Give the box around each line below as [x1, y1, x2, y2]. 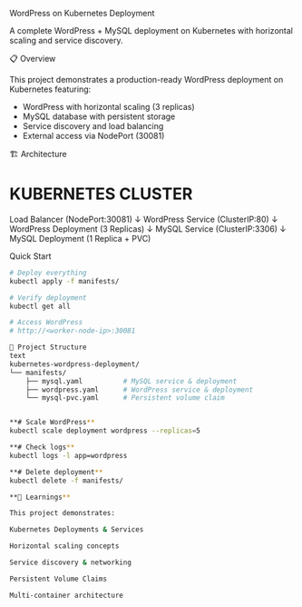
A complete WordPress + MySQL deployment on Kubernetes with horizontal [9, 25, 293, 35]
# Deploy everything [9, 268, 88, 277]
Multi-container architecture [9, 591, 124, 600]
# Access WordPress [9, 318, 83, 327]
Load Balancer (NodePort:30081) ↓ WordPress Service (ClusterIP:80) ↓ [9, 214, 278, 224]
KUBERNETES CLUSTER [9, 184, 193, 204]
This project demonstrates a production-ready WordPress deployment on [9, 75, 284, 85]
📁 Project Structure [9, 343, 88, 353]
